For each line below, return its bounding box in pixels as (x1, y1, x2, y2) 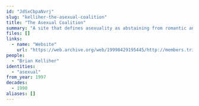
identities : (6, 63, 36, 69)
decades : (6, 80, 28, 86)
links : (6, 36, 23, 42)
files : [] (6, 31, 31, 37)
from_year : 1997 (6, 74, 46, 80)
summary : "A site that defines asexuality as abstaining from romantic (6, 25, 187, 31)
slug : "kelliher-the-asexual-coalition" (6, 14, 108, 20)
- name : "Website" (11, 42, 57, 48)
